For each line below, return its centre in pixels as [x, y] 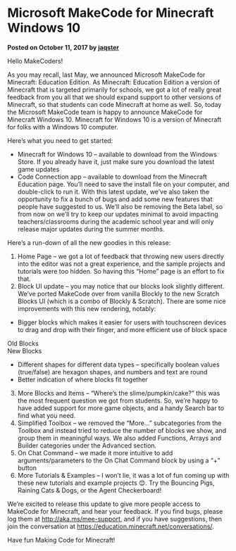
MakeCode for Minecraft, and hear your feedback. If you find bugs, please [115, 511]
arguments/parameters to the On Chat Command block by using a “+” [119, 460]
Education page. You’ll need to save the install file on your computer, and [123, 184]
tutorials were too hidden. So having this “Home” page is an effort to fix [121, 271]
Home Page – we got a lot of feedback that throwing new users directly [120, 256]
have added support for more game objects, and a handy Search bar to [120, 408]
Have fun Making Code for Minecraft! [61, 540]
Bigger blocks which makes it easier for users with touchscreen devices [122, 322]
